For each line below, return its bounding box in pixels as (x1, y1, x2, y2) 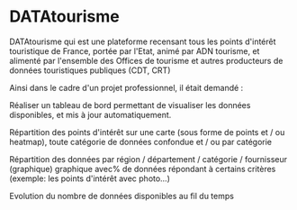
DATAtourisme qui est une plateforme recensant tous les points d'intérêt (9, 36, 276, 47)
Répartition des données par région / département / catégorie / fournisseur (9, 153, 288, 164)
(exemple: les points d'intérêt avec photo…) (9, 173, 171, 184)
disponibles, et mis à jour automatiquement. (9, 109, 172, 120)
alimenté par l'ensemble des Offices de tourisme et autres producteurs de (9, 55, 283, 66)
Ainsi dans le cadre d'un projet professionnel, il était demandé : (9, 82, 244, 93)
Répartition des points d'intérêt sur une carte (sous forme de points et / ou (9, 126, 285, 137)
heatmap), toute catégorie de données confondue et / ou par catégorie (9, 136, 273, 147)
